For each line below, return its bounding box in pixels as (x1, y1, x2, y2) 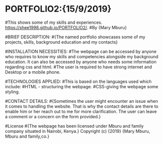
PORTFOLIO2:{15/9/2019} (5, 3, 112, 15)
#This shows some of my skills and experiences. (5, 19, 103, 25)
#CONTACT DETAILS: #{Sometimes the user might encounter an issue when (5, 98, 158, 104)
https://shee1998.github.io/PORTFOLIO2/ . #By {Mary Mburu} (5, 24, 127, 30)
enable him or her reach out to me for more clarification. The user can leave (5, 108, 157, 114)
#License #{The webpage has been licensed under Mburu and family (5, 123, 144, 129)
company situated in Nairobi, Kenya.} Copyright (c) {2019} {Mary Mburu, (5, 128, 150, 134)
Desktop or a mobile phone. (5, 69, 61, 75)
